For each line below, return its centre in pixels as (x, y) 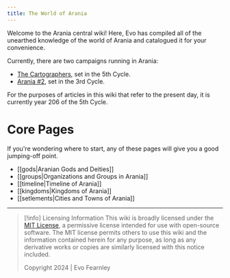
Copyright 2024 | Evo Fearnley (67, 267)
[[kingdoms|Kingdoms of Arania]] (64, 191)
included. (37, 254)
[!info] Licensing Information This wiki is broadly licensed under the (119, 218)
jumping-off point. (33, 155)
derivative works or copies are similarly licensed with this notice (114, 247)
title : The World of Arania (47, 13)
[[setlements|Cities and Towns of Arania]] (76, 198)
